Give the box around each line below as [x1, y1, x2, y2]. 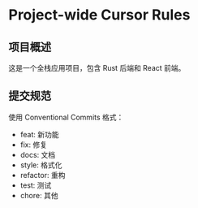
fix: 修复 [19, 140, 47, 149]
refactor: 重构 [19, 170, 66, 180]
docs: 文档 [19, 149, 56, 159]
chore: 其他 [19, 190, 58, 200]
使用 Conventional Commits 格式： [8, 112, 124, 122]
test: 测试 [19, 180, 52, 190]
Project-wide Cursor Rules [8, 6, 191, 24]
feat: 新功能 [19, 129, 59, 139]
